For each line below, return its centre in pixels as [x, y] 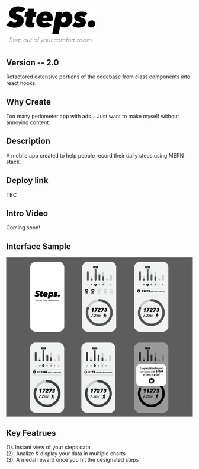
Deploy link [27, 180]
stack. [14, 162]
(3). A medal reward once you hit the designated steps [73, 460]
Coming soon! [23, 228]
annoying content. [28, 122]
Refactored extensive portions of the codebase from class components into [98, 77]
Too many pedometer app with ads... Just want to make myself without [93, 116]
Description [28, 141]
